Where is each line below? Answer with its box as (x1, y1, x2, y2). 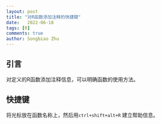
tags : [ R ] (6, 25, 31, 31)
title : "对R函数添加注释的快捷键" (6, 14, 81, 20)
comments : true (6, 31, 44, 36)
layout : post (6, 8, 38, 15)
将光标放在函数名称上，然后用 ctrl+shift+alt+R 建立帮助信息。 (6, 111, 159, 118)
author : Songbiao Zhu (6, 36, 60, 42)
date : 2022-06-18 (6, 19, 54, 25)
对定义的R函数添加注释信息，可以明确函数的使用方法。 (6, 76, 139, 83)
